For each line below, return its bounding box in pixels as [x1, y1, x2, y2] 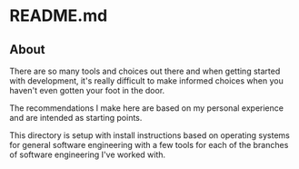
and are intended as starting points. [9, 113, 143, 123]
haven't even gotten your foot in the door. [9, 85, 165, 95]
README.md [9, 5, 108, 26]
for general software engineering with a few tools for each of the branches [9, 140, 289, 150]
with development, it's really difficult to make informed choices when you [9, 75, 284, 86]
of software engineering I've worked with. [9, 149, 166, 160]
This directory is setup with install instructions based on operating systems [9, 130, 291, 141]
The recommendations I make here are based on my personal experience [9, 103, 284, 114]
